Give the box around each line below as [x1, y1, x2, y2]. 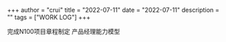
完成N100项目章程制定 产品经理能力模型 [7, 28, 121, 35]
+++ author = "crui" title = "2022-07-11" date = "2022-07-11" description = [7, 6, 220, 14]
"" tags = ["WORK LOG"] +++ [7, 13, 91, 21]
